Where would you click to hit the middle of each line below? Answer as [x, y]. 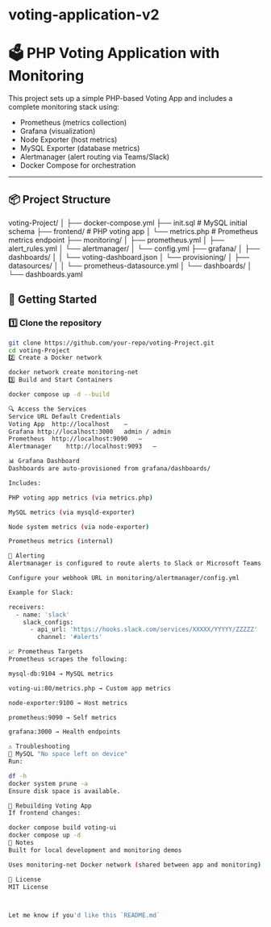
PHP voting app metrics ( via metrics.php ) [81, 498]
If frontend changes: [45, 813]
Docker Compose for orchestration [78, 165]
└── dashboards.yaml [46, 274]
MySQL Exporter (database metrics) [80, 148]
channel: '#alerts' [70, 637]
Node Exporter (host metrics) [69, 140]
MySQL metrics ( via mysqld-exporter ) [72, 512]
